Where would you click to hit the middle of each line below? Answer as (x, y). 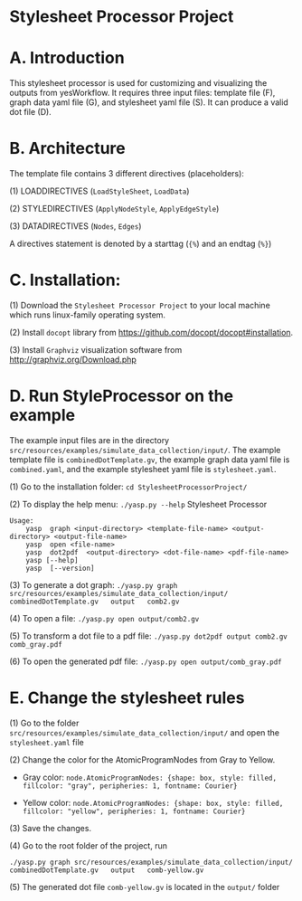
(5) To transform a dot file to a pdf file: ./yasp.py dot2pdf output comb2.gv (148, 636)
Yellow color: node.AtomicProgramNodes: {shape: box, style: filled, (153, 802)
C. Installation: (65, 280)
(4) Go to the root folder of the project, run (88, 845)
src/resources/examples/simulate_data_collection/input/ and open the (145, 732)
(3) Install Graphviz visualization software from (96, 350)
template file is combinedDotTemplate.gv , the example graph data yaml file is (150, 460)
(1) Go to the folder (44, 723)
